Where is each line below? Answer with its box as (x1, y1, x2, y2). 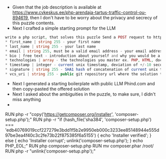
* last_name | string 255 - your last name (5, 44, 96, 49)
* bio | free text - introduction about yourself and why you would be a (5, 53, 161, 58)
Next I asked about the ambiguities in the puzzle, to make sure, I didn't (12, 91, 156, 97)
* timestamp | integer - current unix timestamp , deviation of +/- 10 (5, 62, 152, 67)
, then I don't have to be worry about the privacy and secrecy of (27, 15, 158, 20)
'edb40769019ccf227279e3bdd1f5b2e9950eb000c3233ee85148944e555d (5, 127, 160, 133)
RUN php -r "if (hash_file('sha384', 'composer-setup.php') (33, 116, 152, 122)
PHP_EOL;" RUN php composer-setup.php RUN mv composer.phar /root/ (5, 143, 154, 149)
